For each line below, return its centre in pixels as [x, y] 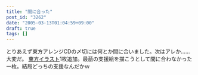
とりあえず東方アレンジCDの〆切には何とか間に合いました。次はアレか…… [98, 52]
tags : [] [17, 34]
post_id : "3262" [26, 17]
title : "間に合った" [29, 12]
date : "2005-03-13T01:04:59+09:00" [50, 23]
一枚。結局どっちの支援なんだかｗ [48, 67]
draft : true [21, 28]
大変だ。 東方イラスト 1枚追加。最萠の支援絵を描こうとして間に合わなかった [99, 59]
